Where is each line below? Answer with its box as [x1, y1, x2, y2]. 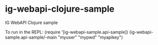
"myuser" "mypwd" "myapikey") [58, 34, 123, 40]
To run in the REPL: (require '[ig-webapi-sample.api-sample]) [5, 29, 129, 35]
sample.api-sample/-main [5, 34, 57, 40]
